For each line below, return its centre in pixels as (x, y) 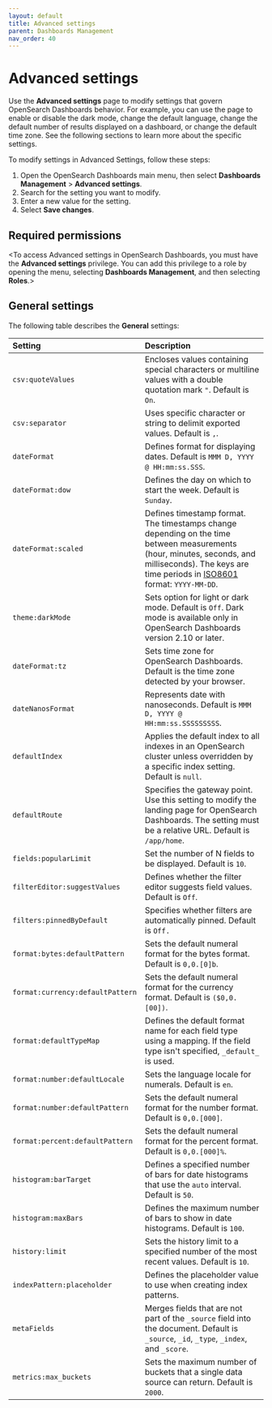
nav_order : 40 (32, 38)
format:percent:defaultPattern (73, 1141)
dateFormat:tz (40, 666)
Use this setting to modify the (200, 800)
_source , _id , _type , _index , (196, 1338)
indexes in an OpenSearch (195, 746)
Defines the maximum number (202, 1208)
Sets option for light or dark (197, 597)
